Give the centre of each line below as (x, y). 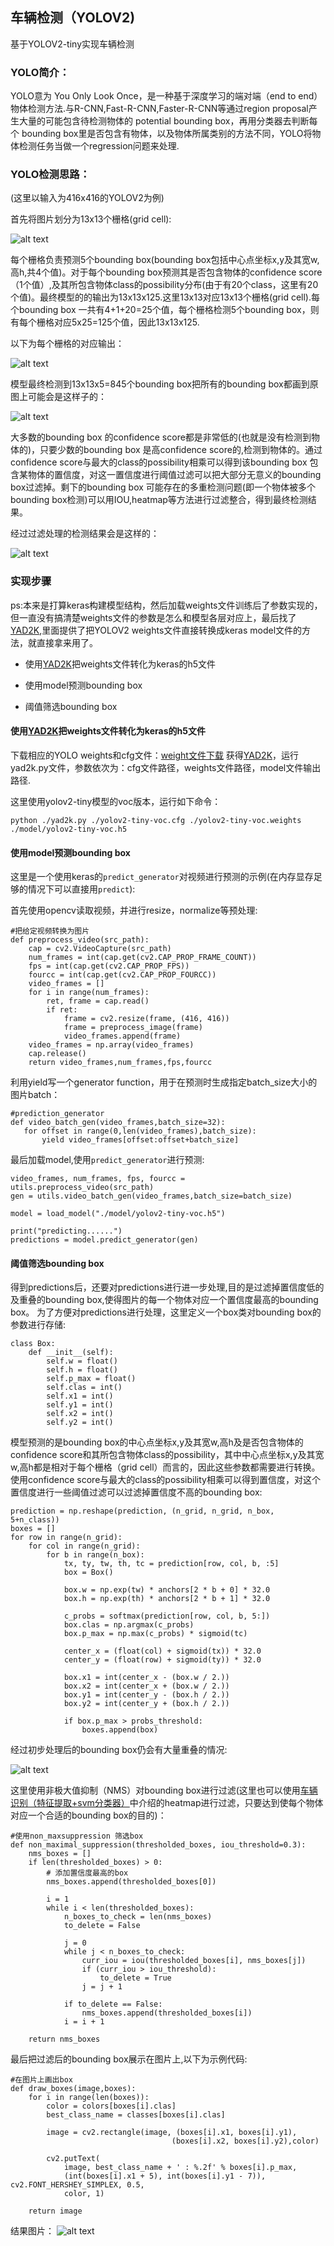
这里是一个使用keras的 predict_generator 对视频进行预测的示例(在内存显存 (162, 877)
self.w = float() (82, 1361)
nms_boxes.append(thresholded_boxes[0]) (131, 1882)
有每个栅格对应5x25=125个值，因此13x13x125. (105, 322)
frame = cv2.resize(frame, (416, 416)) (146, 1019)
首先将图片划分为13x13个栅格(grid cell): (91, 219)
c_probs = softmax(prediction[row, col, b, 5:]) (167, 1616)
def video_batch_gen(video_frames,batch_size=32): (118, 1123)
